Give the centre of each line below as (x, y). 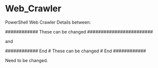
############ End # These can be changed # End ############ (76, 51)
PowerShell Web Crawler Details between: (48, 22)
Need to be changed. (27, 60)
